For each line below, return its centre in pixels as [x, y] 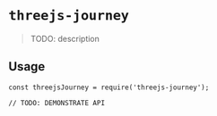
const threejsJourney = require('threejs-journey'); [109, 87]
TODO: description [65, 38]
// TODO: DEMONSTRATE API [56, 103]
